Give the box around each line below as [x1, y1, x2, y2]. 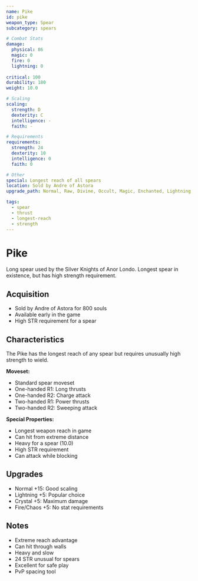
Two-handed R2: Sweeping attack [14, 404, 98, 411]
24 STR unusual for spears [14, 555, 80, 562]
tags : [6, 199, 19, 205]
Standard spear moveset [14, 379, 75, 386]
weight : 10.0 [6, 85, 38, 91]
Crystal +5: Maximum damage [14, 497, 88, 504]
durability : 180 [6, 80, 46, 86]
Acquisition [6, 289, 49, 299]
